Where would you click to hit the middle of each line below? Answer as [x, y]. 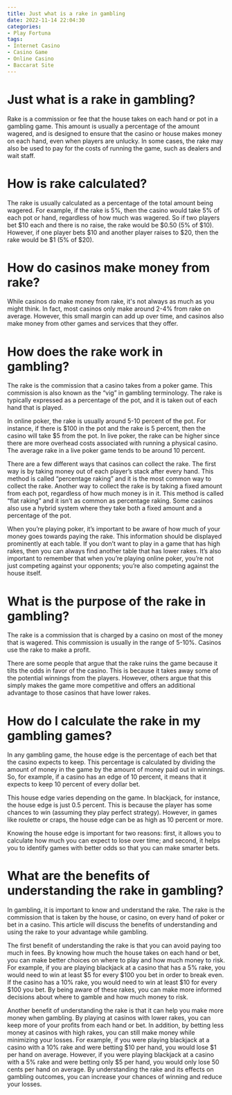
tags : [15, 40]
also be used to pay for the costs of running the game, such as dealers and [114, 148]
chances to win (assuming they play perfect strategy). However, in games [112, 813]
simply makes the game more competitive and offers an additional [101, 686]
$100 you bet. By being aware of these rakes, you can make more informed [115, 990]
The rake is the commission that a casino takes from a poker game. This [110, 386]
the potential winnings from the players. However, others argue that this [109, 678]
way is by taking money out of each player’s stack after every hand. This [110, 472]
